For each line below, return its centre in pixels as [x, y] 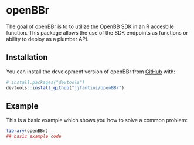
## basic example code [34, 136]
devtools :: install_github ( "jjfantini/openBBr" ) [65, 88]
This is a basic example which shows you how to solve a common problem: [97, 120]
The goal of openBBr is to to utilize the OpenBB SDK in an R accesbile [90, 26]
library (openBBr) [27, 131]
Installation [27, 57]
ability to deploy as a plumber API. [47, 39]
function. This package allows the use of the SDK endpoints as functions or [97, 32]
